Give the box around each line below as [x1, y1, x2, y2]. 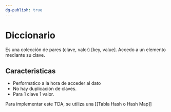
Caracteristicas [5, 66, 56, 75]
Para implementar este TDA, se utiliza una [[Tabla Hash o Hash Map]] [5, 101, 152, 107]
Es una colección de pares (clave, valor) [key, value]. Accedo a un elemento [5, 47, 166, 53]
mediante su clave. [5, 52, 45, 58]
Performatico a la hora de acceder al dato [12, 80, 101, 86]
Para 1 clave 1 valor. [12, 91, 54, 97]
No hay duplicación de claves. [12, 85, 77, 92]
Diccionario [5, 29, 55, 41]
